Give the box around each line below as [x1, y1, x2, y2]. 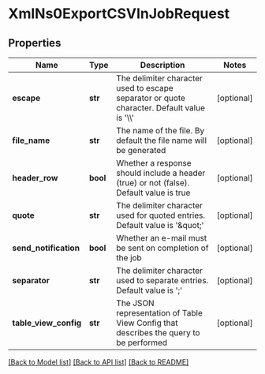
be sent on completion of [116, 242, 209, 253]
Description [140, 60, 185, 70]
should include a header [116, 167, 206, 178]
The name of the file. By [116, 125, 205, 136]
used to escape [116, 83, 174, 93]
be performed [116, 337, 168, 348]
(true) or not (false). [116, 178, 190, 188]
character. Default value [116, 103, 206, 113]
